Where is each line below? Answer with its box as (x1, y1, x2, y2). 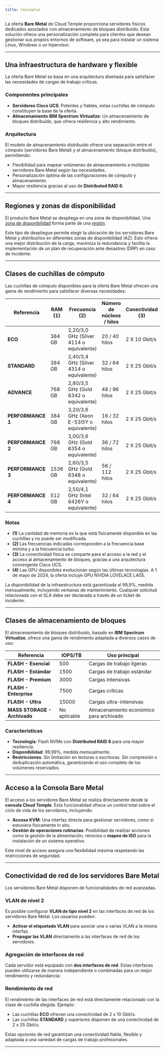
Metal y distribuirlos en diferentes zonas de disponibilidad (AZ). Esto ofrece (5, 235, 158, 241)
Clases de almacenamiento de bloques (5, 617, 126, 625)
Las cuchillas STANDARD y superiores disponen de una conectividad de (12, 1016, 159, 1022)
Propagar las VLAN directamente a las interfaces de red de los (12, 934, 140, 939)
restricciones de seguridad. (5, 853, 61, 858)
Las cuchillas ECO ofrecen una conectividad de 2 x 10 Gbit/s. (12, 1011, 136, 1017)
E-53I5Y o (68, 418, 93, 425)
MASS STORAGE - (7, 706, 52, 713)
